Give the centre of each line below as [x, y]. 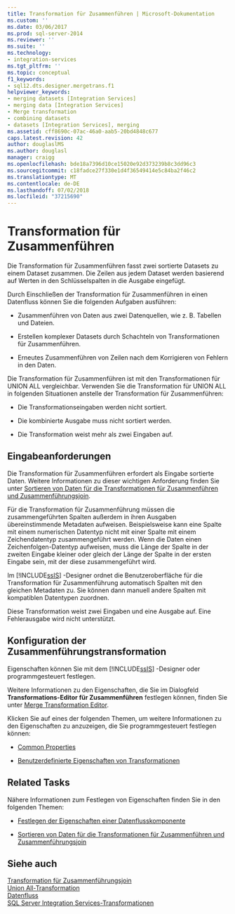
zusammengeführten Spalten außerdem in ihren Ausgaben [92, 516]
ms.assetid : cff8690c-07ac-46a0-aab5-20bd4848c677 [83, 131]
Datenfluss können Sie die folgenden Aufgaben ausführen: [92, 302]
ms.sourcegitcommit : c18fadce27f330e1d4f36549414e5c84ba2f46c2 [102, 170]
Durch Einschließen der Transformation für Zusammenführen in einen [108, 294]
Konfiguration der [47, 641]
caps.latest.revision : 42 [45, 138]
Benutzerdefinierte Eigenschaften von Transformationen [99, 760]
